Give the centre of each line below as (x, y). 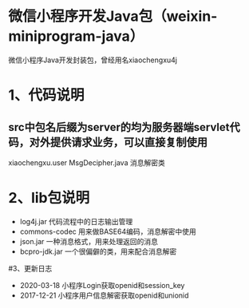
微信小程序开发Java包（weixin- (113, 16)
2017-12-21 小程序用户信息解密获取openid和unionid (104, 295)
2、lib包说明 (49, 198)
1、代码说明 (47, 95)
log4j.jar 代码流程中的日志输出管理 (76, 221)
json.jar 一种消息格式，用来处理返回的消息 (89, 241)
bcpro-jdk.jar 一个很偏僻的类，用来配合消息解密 (98, 251)
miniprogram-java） (76, 36)
